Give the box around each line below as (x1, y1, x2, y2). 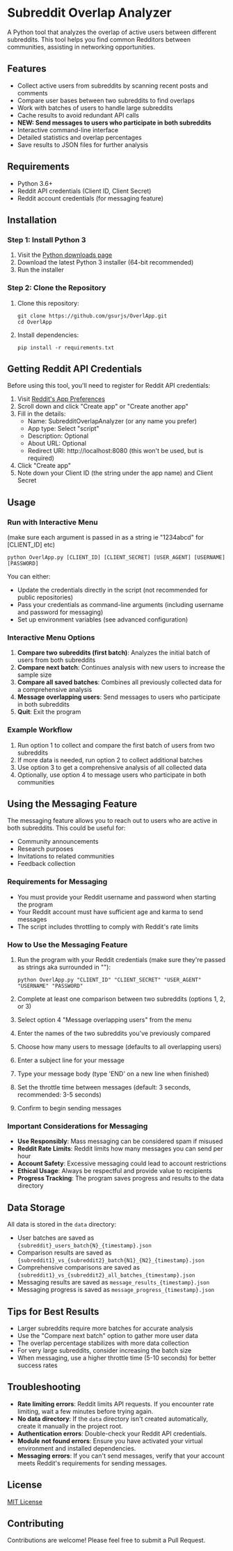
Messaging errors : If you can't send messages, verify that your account (17, 1451, 225, 1460)
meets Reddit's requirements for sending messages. (17, 1458, 168, 1467)
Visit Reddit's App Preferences (17, 395, 106, 403)
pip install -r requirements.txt (17, 344, 115, 351)
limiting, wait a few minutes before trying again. (17, 1407, 154, 1415)
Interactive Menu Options (7, 632, 95, 642)
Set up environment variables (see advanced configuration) (17, 615, 188, 624)
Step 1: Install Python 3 (7, 235, 86, 244)
